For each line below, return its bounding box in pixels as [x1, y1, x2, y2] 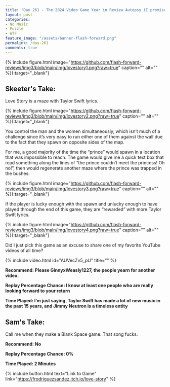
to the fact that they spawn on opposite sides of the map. [5, 139, 125, 145]
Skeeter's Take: [5, 85, 56, 93]
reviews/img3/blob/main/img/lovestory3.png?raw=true [5, 186, 119, 192]
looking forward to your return [5, 288, 70, 294]
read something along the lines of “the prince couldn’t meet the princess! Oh [5, 160, 165, 166]
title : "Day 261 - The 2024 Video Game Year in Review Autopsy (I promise [5, 7, 166, 13]
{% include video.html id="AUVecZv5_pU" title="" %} [5, 257, 117, 264]
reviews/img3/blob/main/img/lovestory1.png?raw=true [5, 64, 119, 71]
